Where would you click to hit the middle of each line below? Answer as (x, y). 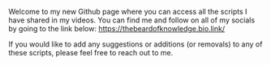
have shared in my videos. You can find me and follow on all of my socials (132, 20)
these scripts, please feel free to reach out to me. (91, 53)
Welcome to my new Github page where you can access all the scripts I (128, 12)
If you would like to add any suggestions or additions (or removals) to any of (135, 44)
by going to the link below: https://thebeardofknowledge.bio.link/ (117, 28)
